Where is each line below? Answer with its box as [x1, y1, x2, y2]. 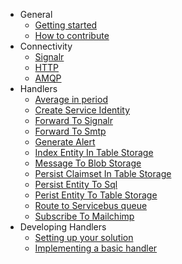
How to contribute [34, 30, 110, 41]
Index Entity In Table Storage [34, 147, 154, 158]
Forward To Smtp [34, 125, 107, 137]
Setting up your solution [34, 232, 134, 243]
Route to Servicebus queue [34, 200, 148, 211]
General [19, 9, 53, 20]
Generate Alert [34, 136, 96, 148]
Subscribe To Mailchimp [34, 210, 135, 222]
